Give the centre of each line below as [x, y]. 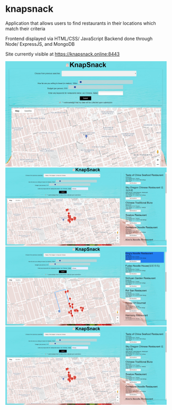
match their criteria [25, 28]
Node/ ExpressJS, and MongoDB [40, 44]
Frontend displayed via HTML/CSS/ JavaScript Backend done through [79, 39]
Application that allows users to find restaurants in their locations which [81, 23]
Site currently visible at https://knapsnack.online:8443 [62, 54]
